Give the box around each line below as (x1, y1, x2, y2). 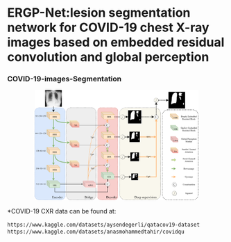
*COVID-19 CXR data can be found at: (7, 207, 117, 216)
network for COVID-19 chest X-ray (7, 19, 209, 35)
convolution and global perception (7, 49, 209, 65)
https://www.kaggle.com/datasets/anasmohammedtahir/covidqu (7, 228, 185, 236)
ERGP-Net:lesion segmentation (7, 5, 191, 21)
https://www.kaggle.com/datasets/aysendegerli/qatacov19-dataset (7, 221, 200, 229)
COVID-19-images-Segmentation (7, 74, 122, 84)
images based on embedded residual (7, 35, 225, 50)
